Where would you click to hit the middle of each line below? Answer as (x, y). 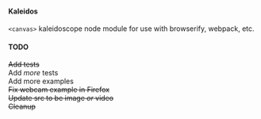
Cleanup (22, 106)
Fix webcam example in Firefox (59, 90)
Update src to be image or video (61, 98)
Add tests (24, 64)
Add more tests (33, 73)
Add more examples (41, 81)
